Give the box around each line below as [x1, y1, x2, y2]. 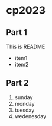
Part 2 [6, 78, 29, 88]
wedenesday [14, 112, 46, 119]
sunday [14, 93, 33, 101]
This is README [6, 43, 45, 50]
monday [14, 100, 35, 107]
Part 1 [6, 27, 28, 37]
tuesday [14, 106, 35, 114]
